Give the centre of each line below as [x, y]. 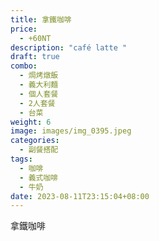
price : [24, 29]
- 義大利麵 [39, 85]
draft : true [35, 57]
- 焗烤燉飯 [39, 76]
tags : [21, 159]
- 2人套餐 [37, 103]
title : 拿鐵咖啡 [41, 19]
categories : [35, 141]
